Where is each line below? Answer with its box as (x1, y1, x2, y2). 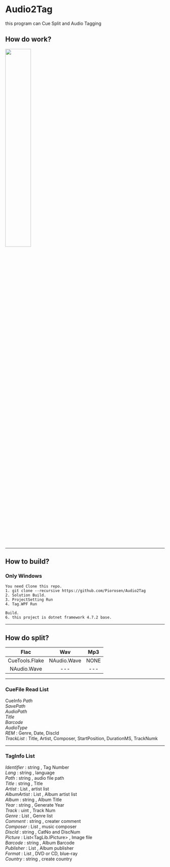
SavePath (5, 703, 26, 709)
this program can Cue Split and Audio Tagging (5, 20, 102, 26)
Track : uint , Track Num (5, 807, 56, 813)
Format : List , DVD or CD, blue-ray (5, 850, 78, 856)
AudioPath (5, 708, 27, 714)
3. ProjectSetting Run (5, 597, 53, 602)
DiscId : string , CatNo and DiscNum (5, 828, 80, 835)
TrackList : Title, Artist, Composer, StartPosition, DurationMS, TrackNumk (5, 735, 158, 741)
